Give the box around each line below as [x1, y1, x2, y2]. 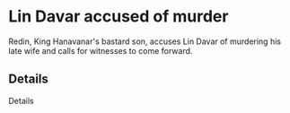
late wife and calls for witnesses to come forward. [8, 45, 193, 56]
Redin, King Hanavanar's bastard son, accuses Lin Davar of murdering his [8, 36, 282, 47]
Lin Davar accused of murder [8, 6, 229, 27]
